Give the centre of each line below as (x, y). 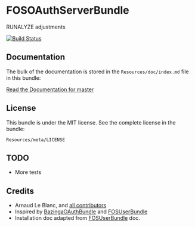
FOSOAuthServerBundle (68, 10)
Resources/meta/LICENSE (36, 140)
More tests (28, 172)
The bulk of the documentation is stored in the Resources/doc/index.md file (97, 71)
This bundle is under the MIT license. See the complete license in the (91, 122)
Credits (20, 191)
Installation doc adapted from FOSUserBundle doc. (77, 218)
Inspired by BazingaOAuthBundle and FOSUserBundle (81, 212)
